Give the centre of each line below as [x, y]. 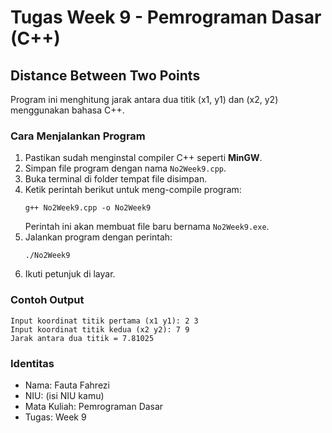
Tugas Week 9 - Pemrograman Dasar [166, 17]
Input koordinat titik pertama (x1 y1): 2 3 [104, 321]
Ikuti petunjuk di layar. [70, 274]
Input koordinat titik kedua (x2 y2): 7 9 [100, 329]
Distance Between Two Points [105, 75]
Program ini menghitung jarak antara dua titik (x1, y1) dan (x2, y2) [144, 99]
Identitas [32, 363]
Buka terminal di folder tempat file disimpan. [116, 179]
